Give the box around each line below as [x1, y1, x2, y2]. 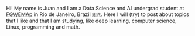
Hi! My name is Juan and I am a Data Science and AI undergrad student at [6, 5, 184, 11]
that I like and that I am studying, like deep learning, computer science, [6, 17, 177, 24]
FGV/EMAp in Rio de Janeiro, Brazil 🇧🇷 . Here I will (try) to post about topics [6, 11, 189, 18]
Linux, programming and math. [6, 23, 80, 30]
